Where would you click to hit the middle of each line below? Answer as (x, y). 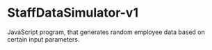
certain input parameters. (43, 39)
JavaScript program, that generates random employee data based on (106, 32)
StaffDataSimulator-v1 (73, 13)
